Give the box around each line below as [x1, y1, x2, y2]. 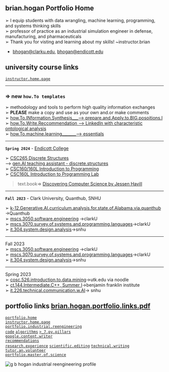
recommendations [5, 338, 39, 343]
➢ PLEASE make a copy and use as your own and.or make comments [5, 109, 149, 115]
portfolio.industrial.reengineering [5, 324, 82, 329]
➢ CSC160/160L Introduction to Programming [5, 165, 99, 171]
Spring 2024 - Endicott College [5, 145, 69, 151]
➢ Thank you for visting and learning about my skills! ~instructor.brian [5, 39, 150, 45]
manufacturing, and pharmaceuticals [5, 33, 82, 39]
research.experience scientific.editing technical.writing [5, 343, 130, 348]
